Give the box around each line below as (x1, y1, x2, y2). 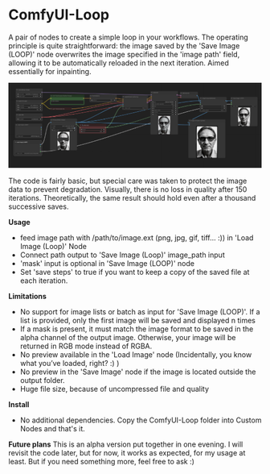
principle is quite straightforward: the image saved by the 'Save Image (8, 40, 240, 50)
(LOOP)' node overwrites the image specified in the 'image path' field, (8, 49, 240, 59)
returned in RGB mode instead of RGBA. (19, 341, 153, 351)
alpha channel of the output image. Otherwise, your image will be (19, 332, 236, 342)
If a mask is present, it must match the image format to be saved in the (19, 324, 254, 334)
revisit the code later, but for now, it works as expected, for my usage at (8, 447, 246, 457)
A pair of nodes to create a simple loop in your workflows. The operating (8, 32, 248, 42)
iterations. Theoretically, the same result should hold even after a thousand (8, 193, 256, 202)
